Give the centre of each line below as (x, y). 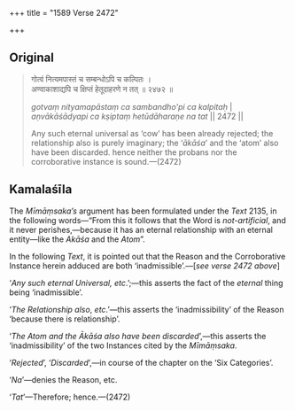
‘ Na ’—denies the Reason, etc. (63, 379)
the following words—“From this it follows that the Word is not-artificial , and (147, 220)
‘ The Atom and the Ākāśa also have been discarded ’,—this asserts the (138, 336)
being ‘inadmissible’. (46, 292)
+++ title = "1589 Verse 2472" (64, 13)
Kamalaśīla (41, 190)
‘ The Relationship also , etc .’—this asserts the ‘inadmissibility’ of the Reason (147, 309)
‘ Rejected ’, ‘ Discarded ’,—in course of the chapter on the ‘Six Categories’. (141, 362)
